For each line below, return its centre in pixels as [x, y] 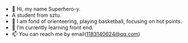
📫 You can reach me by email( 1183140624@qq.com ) [76, 34]
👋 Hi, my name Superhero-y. [46, 9]
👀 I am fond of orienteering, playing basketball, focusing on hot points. [97, 21]
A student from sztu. [36, 15]
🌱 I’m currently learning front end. [53, 27]
